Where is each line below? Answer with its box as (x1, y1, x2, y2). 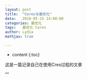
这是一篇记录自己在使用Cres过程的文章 (5, 62, 82, 67)
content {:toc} (12, 51, 40, 57)
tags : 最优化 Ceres (5, 25, 46, 30)
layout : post (5, 7, 31, 12)
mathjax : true (5, 34, 34, 39)
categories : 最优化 (5, 20, 42, 26)
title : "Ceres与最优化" (5, 12, 52, 16)
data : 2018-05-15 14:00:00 (5, 16, 64, 21)
